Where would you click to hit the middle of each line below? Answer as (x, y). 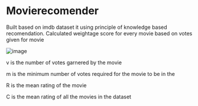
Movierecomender (53, 11)
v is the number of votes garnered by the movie (64, 62)
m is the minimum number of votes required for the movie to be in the (91, 74)
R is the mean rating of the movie (46, 85)
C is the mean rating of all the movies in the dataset (69, 97)
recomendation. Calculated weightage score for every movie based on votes (99, 33)
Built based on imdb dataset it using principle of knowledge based (87, 27)
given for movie (25, 39)
